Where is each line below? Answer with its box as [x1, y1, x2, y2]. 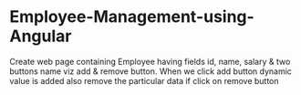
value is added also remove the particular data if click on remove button [9, 75, 280, 86]
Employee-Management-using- [9, 6, 255, 27]
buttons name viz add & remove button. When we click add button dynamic [9, 66, 292, 77]
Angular [9, 26, 72, 47]
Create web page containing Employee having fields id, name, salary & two [9, 56, 291, 67]
